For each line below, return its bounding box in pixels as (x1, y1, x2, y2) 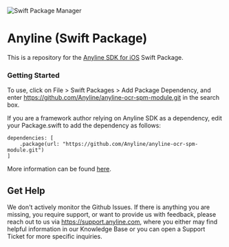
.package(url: (19, 141, 60, 148)
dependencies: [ (7, 135, 54, 142)
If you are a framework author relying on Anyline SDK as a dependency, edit (7, 114, 222, 122)
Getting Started (7, 70, 60, 80)
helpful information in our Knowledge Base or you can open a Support (7, 225, 206, 233)
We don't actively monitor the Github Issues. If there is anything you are (7, 203, 210, 211)
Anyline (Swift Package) (7, 31, 148, 46)
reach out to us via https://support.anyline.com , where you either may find (7, 217, 218, 226)
